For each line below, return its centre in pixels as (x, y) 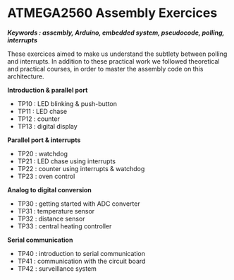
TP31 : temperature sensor (56, 211)
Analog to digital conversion (49, 189)
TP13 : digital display (47, 126)
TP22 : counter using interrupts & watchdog (81, 168)
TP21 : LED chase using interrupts (67, 161)
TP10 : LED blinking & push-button (67, 103)
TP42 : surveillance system (57, 268)
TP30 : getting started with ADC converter (79, 204)
